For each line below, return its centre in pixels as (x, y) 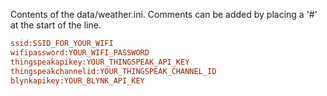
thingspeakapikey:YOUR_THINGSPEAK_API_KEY (100, 62)
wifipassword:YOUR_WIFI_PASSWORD (80, 52)
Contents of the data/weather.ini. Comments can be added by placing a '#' (164, 14)
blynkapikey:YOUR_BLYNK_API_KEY (77, 80)
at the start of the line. (56, 25)
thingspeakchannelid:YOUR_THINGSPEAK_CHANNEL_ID (113, 71)
